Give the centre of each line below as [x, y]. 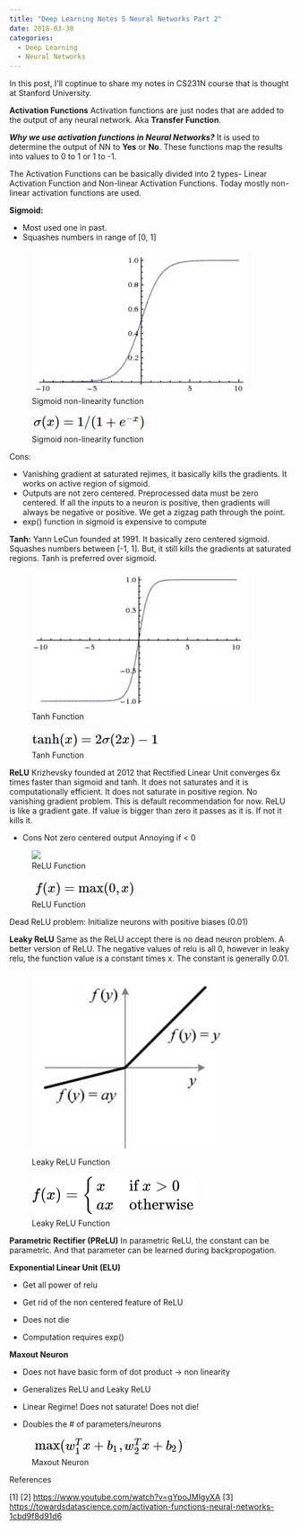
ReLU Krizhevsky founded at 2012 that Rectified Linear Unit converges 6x [145, 773]
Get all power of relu [60, 1285]
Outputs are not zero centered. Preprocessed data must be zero [140, 493]
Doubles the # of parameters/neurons [92, 1424]
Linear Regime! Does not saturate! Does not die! [111, 1407]
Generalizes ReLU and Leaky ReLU [86, 1389]
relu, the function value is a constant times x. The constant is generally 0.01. [149, 958]
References [30, 1480]
